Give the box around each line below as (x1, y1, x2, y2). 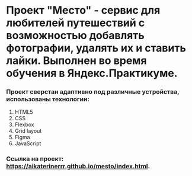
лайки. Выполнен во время (6, 54, 147, 68)
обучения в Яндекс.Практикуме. (6, 66, 178, 80)
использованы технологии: (6, 95, 90, 104)
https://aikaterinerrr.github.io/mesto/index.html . (6, 162, 151, 171)
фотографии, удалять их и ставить (6, 41, 187, 55)
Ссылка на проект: (6, 155, 64, 163)
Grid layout (14, 127, 42, 135)
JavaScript (14, 140, 41, 147)
